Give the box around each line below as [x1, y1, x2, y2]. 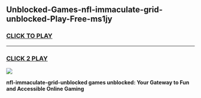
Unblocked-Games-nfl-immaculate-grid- [6, 5, 163, 15]
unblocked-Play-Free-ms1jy [6, 14, 112, 24]
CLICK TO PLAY [6, 32, 53, 40]
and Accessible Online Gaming [6, 85, 84, 92]
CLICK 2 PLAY [6, 54, 48, 62]
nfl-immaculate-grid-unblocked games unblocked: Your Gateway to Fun [6, 78, 190, 86]
